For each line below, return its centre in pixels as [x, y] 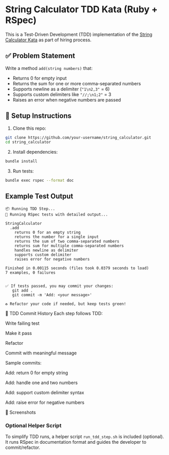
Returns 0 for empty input [40, 78]
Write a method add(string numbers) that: [49, 68]
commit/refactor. [23, 447]
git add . [22, 290]
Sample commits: [23, 363]
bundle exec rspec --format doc [39, 181]
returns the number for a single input [57, 237]
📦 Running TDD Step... [30, 209]
